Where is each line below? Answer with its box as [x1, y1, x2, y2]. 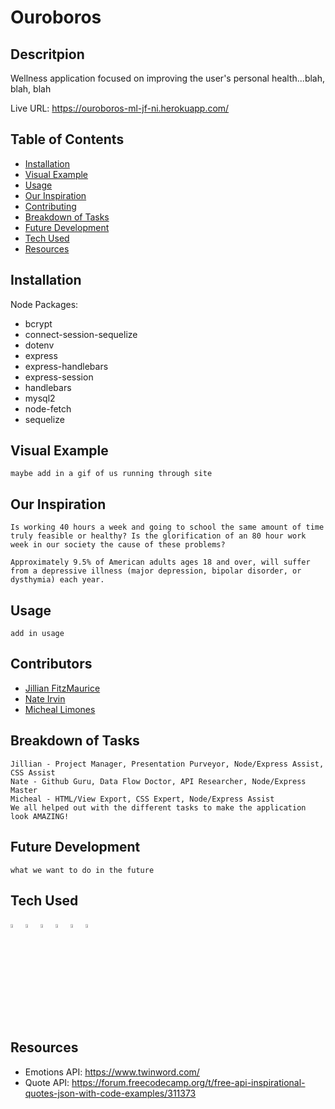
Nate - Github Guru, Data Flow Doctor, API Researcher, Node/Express [10, 776, 307, 786]
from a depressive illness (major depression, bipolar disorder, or [10, 566, 302, 576]
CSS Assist [10, 767, 56, 778]
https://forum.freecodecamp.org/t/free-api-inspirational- [71, 1076, 306, 1088]
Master [10, 785, 38, 795]
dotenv [24, 339, 55, 351]
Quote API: [24, 1076, 70, 1088]
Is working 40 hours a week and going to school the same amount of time [10, 522, 325, 533]
